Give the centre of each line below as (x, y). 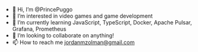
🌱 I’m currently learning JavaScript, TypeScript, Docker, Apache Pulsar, (102, 22)
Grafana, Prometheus (39, 29)
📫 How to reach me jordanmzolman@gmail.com (73, 42)
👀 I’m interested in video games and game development (82, 16)
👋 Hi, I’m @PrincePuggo (42, 9)
